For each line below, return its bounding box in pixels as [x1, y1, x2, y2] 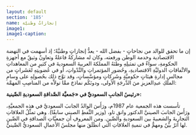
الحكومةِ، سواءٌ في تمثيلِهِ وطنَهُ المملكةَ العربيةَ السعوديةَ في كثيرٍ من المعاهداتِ [6, 60, 178, 67]
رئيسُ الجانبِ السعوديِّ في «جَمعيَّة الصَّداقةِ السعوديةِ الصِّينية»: [6, 91, 142, 98]
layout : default [6, 8, 47, 15]
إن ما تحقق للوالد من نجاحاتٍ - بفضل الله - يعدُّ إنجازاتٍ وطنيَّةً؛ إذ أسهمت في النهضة [6, 47, 191, 54]
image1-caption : [6, 31, 47, 37]
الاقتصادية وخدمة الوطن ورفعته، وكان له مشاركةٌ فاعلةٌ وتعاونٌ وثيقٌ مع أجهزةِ [6, 54, 174, 61]
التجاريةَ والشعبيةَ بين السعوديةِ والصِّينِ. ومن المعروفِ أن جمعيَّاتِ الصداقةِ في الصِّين [6, 115, 189, 122]
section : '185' [6, 14, 44, 20]
